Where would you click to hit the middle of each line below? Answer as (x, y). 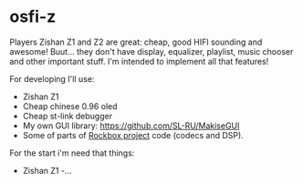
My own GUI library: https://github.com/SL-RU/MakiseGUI (131, 126)
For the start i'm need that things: (72, 153)
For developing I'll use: (52, 78)
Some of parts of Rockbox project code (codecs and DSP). (133, 135)
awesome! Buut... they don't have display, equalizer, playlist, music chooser (151, 51)
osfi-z (33, 17)
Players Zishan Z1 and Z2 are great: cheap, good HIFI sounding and (136, 42)
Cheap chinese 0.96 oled (70, 106)
